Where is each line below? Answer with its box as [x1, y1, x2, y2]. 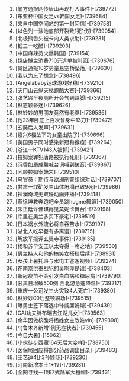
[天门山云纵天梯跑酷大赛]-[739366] [15, 87, 102, 94]
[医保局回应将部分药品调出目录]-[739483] [15, 347, 118, 353]
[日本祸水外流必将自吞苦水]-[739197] [15, 220, 105, 227]
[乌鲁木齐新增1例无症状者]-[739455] [15, 324, 104, 331]
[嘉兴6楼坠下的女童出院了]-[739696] [15, 131, 105, 138]
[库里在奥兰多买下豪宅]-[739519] [15, 213, 95, 220]
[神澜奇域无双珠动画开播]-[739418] [15, 190, 101, 198]
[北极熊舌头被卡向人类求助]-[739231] [15, 35, 106, 42]
